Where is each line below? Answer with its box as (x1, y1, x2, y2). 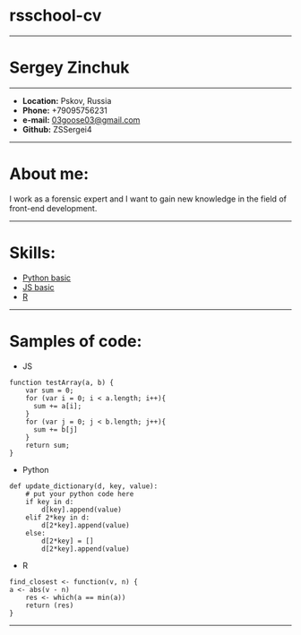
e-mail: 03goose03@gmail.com (21, 114, 141, 125)
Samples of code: (9, 330, 142, 351)
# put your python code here (25, 489, 134, 498)
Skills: (9, 243, 56, 262)
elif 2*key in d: (25, 512, 90, 522)
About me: (9, 164, 90, 184)
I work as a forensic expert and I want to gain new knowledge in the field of (9, 193, 287, 204)
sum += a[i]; (32, 401, 82, 410)
